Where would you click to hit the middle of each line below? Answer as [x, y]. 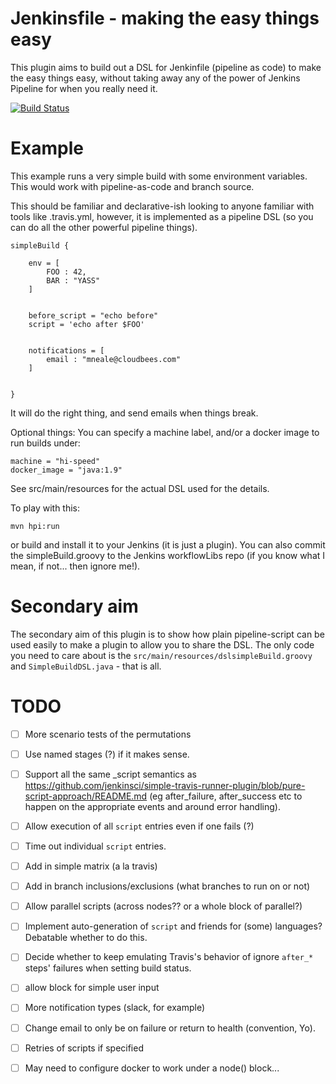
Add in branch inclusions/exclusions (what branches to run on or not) [167, 886]
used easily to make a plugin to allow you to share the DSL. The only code [162, 644]
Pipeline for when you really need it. [84, 88]
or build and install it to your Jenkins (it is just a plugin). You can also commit [168, 544]
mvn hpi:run [35, 526]
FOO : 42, [66, 272]
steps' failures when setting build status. [108, 968]
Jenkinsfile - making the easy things [165, 18]
